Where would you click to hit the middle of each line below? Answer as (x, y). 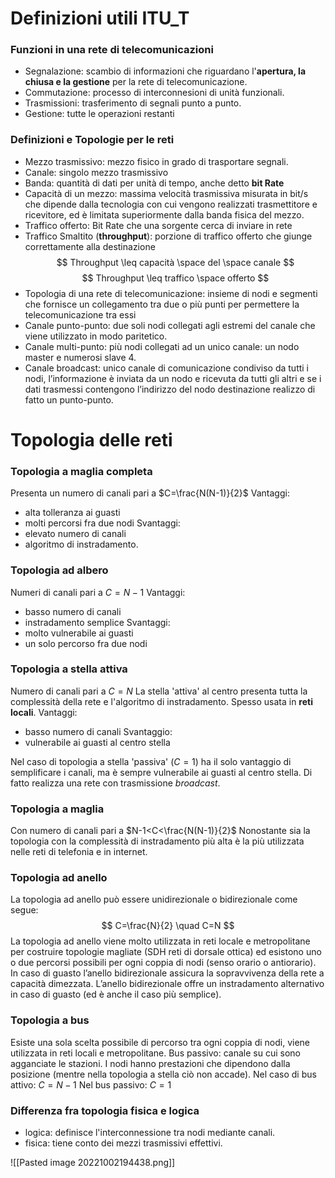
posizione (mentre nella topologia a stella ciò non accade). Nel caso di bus (163, 1074)
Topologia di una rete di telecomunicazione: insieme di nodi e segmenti (171, 293)
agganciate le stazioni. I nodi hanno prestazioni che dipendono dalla (150, 1063)
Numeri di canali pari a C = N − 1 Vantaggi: (98, 592)
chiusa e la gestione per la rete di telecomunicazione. (136, 82)
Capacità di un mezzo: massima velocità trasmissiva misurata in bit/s (166, 193)
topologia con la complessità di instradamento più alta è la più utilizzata (157, 841)
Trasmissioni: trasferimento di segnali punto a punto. (133, 103)
